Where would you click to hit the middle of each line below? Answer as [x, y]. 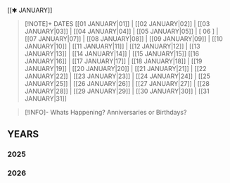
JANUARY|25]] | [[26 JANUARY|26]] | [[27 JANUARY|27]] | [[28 [117, 83]
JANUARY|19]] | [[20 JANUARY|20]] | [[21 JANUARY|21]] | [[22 [115, 69]
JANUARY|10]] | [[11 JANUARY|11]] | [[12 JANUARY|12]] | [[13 [112, 46]
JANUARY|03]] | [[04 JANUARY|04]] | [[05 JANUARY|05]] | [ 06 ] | [121, 31]
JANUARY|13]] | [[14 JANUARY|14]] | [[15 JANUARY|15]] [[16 [111, 53]
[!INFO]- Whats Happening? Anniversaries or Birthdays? [106, 112]
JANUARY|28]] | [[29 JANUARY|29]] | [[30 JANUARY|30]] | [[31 [117, 91]
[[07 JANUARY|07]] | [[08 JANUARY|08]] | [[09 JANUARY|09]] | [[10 [123, 39]
